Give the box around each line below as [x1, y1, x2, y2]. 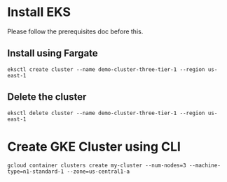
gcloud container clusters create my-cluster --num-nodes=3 [7, 162, 187, 169]
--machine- [188, 162, 221, 169]
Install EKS [7, 4, 71, 20]
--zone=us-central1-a [67, 168, 130, 175]
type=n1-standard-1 [7, 168, 64, 175]
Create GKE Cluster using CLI [7, 139, 181, 154]
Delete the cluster [7, 91, 87, 103]
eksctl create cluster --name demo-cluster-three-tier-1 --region [7, 66, 205, 73]
